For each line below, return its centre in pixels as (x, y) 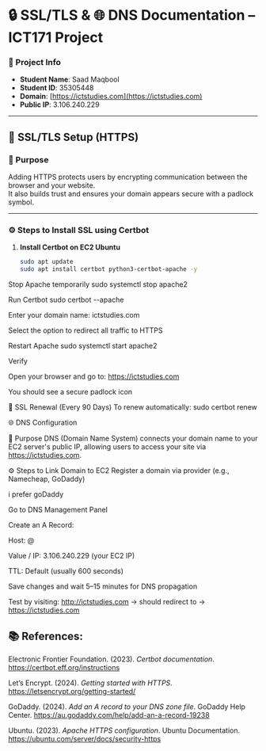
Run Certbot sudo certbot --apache (66, 300)
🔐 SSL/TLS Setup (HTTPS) (74, 137)
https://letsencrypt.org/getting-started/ (72, 692)
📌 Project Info (35, 63)
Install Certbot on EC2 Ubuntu (70, 247)
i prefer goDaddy (36, 494)
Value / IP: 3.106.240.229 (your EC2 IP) (72, 556)
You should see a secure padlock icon (70, 392)
